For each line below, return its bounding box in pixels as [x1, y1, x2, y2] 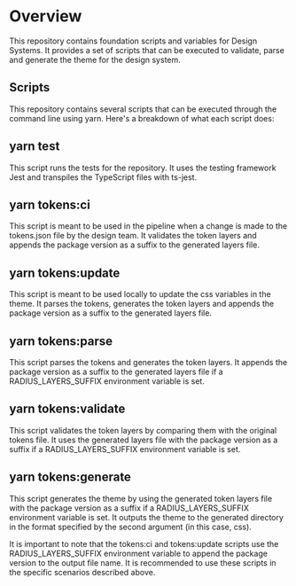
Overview [9, 6, 82, 27]
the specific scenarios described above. [9, 566, 156, 577]
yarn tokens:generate [9, 470, 131, 485]
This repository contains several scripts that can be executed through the [9, 104, 277, 114]
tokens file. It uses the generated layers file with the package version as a [9, 434, 278, 445]
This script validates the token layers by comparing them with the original [9, 425, 277, 435]
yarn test [9, 139, 60, 154]
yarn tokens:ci [9, 197, 90, 212]
